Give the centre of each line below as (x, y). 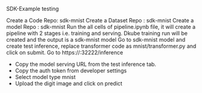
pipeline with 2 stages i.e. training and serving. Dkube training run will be (97, 33)
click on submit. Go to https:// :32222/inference (65, 53)
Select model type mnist (45, 77)
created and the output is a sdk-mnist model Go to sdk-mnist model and (96, 40)
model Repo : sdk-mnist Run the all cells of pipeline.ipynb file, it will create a (101, 27)
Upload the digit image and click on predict (69, 83)
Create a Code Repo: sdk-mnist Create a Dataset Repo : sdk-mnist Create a (100, 20)
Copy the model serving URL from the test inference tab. (86, 64)
